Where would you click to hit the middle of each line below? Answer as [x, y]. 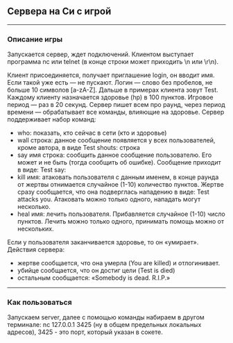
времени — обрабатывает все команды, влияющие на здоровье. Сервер [116, 112]
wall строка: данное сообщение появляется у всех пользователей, [116, 140]
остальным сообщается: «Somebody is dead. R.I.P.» [94, 278]
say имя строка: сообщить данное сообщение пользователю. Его [114, 155]
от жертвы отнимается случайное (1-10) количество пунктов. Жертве [120, 185]
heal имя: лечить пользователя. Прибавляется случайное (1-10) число [121, 214]
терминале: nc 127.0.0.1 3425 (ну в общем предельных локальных [104, 325]
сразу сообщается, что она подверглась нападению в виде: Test [113, 192]
